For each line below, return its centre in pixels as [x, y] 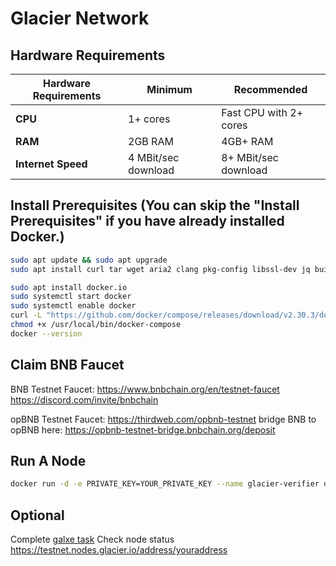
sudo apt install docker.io [69, 287]
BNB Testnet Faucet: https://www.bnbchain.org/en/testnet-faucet [145, 389]
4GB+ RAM [247, 141]
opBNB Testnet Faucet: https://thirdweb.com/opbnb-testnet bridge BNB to [163, 419]
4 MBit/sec [154, 157]
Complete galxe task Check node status [92, 539]
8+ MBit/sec [250, 157]
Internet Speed [51, 164]
